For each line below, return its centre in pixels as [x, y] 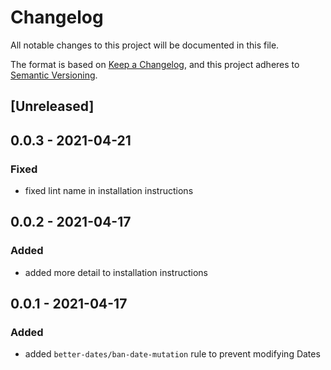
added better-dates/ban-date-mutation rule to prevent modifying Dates [172, 354]
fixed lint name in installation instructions [109, 191]
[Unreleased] [52, 106]
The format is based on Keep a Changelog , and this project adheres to [155, 64]
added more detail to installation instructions [116, 272]
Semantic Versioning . [54, 75]
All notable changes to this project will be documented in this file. [145, 45]
